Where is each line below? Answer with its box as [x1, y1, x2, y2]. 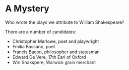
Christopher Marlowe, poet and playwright [12, 38, 99, 44]
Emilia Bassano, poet [12, 43, 56, 49]
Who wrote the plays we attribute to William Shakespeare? [5, 19, 125, 25]
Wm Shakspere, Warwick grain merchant [12, 59, 96, 65]
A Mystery [5, 3, 50, 14]
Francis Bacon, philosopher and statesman [12, 49, 100, 55]
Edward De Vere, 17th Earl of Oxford [12, 54, 86, 60]
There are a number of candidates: [5, 29, 76, 35]
